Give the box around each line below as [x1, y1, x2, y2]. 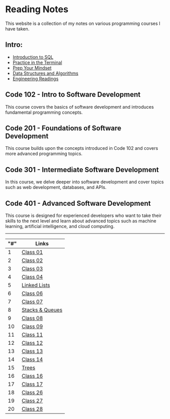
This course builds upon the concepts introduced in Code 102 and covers [5, 145, 158, 151]
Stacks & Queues [22, 306, 63, 313]
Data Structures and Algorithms [12, 70, 78, 76]
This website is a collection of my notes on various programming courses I [5, 20, 160, 26]
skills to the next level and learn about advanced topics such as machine [5, 218, 157, 224]
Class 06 [22, 290, 43, 297]
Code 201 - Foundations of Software [5, 123, 121, 133]
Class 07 [22, 298, 43, 305]
